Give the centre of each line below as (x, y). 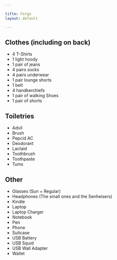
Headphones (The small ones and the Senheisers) (62, 196)
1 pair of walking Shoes (35, 96)
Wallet (18, 253)
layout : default (21, 18)
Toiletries (20, 116)
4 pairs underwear (31, 75)
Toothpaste (23, 159)
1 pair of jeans (26, 64)
